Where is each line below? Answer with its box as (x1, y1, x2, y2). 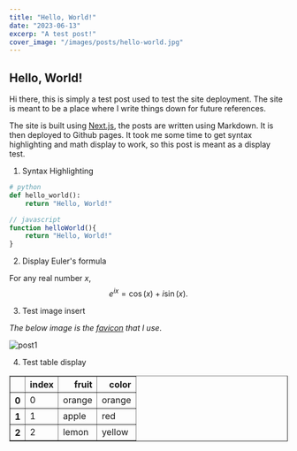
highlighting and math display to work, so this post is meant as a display (9, 139, 271, 150)
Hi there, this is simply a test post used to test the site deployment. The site (9, 94, 283, 104)
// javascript (9, 215, 62, 224)
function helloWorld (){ (9, 223, 97, 233)
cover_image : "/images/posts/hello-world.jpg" (9, 37, 184, 47)
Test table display (21, 356, 87, 367)
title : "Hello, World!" (9, 12, 97, 22)
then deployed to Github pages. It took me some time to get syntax (9, 130, 253, 141)
